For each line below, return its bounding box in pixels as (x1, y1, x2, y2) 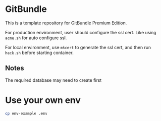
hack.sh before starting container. (5, 50, 74, 56)
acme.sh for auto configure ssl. (5, 35, 67, 41)
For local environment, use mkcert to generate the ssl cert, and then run (5, 44, 151, 50)
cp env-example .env (5, 111, 48, 116)
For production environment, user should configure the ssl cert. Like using (5, 29, 157, 35)
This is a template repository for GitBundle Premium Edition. (5, 20, 127, 26)
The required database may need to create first (5, 77, 102, 83)
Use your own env (5, 94, 81, 106)
